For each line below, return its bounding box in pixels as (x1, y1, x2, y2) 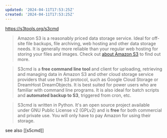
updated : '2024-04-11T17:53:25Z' (5, 7, 75, 12)
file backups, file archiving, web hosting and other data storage (26, 40, 156, 46)
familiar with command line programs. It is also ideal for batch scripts (17, 87, 160, 93)
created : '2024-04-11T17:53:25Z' (5, 12, 75, 17)
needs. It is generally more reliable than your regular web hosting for (17, 46, 159, 52)
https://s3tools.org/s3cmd (5, 25, 59, 31)
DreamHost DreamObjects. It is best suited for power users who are (17, 81, 157, 87)
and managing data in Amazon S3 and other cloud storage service (17, 71, 154, 77)
